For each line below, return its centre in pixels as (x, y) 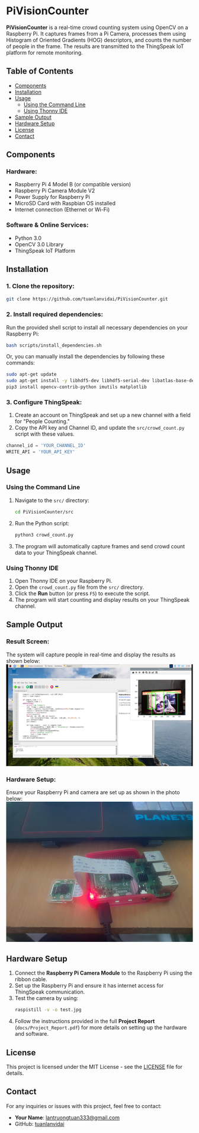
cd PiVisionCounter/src (44, 512)
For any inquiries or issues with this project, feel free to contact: (84, 1106)
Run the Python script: (42, 523)
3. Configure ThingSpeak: (44, 402)
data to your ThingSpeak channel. (56, 553)
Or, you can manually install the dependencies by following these (85, 357)
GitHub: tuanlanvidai (39, 1124)
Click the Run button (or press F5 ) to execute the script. (82, 593)
